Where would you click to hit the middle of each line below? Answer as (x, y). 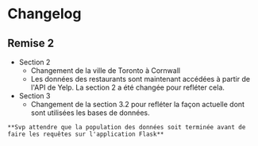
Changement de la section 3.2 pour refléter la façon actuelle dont (138, 104)
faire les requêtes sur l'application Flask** (86, 134)
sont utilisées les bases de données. (90, 113)
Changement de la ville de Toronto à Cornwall (105, 71)
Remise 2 (31, 43)
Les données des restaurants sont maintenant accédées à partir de (141, 79)
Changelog (44, 14)
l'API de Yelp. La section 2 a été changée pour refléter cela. (128, 87)
